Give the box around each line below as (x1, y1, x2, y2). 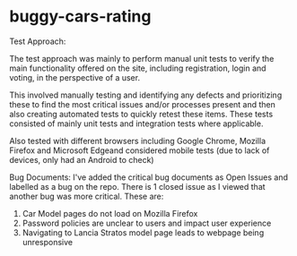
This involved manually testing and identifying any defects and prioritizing (9, 90, 283, 100)
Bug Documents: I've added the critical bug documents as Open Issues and (9, 172, 289, 183)
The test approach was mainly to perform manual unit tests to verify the (9, 53, 275, 64)
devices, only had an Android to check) (9, 154, 154, 165)
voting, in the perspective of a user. (9, 72, 141, 82)
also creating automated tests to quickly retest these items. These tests (9, 108, 274, 119)
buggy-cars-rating (9, 6, 152, 27)
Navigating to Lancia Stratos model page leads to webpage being (22, 226, 265, 238)
